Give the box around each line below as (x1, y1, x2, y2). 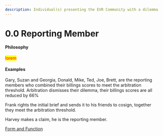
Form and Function (5, 126, 43, 132)
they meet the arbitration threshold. (5, 107, 77, 113)
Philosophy (5, 44, 29, 50)
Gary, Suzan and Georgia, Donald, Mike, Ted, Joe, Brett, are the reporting (5, 77, 152, 83)
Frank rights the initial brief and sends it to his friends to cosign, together (5, 102, 152, 108)
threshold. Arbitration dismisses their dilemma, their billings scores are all (5, 87, 153, 93)
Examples (5, 66, 26, 72)
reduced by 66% (5, 93, 39, 99)
